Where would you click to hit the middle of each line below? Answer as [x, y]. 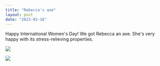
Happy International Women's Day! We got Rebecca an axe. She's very [80, 34]
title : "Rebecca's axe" [31, 10]
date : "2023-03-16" [26, 19]
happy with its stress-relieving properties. [49, 39]
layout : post [19, 15]
